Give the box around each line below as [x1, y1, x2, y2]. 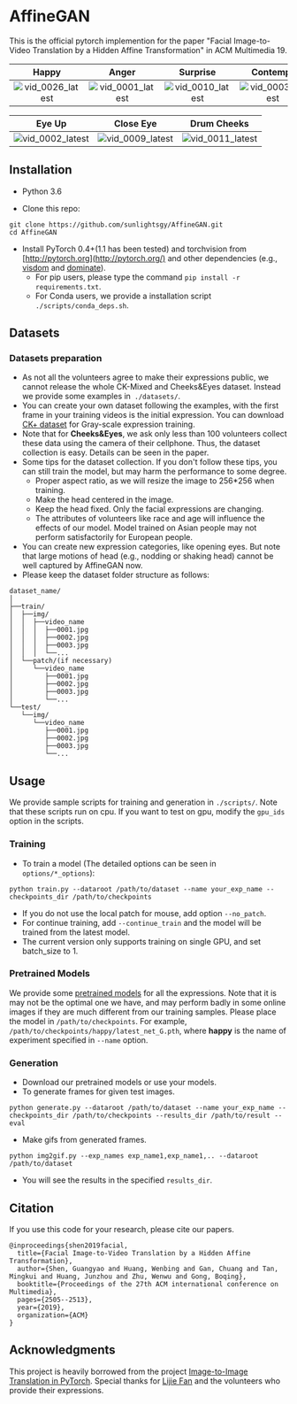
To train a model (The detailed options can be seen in [21, 858, 217, 868]
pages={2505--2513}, [17, 1295, 93, 1304]
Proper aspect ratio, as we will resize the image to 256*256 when [34, 475, 275, 486]
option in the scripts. [9, 816, 84, 827]
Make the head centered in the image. [34, 494, 174, 505]
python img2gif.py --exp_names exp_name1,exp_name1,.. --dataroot [9, 1152, 259, 1161]
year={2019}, [17, 1303, 65, 1312]
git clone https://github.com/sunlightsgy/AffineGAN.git [9, 220, 224, 229]
